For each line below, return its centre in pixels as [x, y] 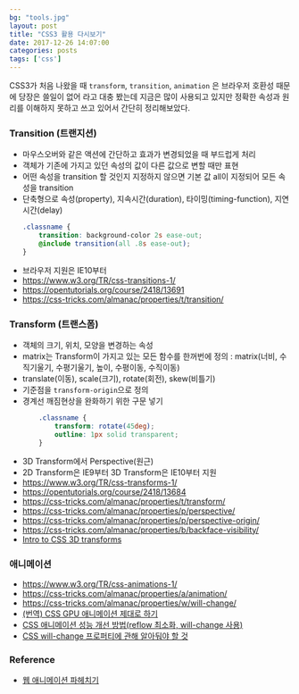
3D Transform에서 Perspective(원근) [88, 461]
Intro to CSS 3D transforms [72, 539]
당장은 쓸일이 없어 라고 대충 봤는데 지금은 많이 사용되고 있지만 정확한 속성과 [149, 96]
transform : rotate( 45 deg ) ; [105, 426]
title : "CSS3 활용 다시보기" [58, 34]
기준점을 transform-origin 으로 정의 [85, 390]
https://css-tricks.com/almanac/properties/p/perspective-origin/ [141, 520]
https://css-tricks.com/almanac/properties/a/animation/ [125, 593]
